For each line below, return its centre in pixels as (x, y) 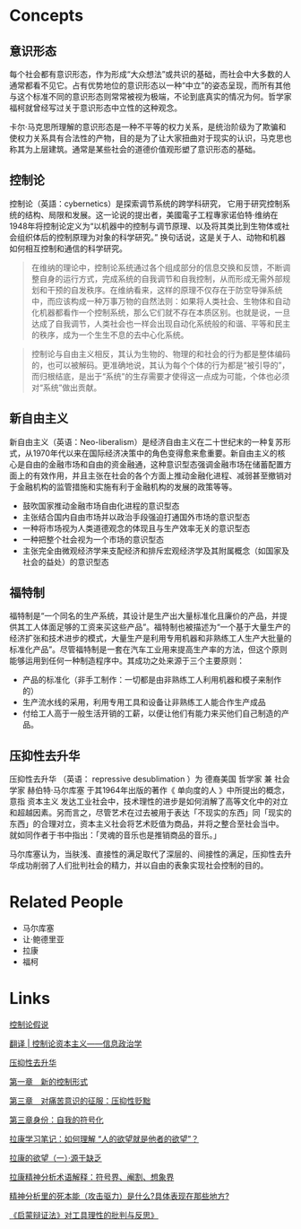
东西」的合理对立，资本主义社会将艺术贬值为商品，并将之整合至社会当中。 (146, 824)
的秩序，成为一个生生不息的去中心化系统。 (110, 335)
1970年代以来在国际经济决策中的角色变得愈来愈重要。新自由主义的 (155, 453)
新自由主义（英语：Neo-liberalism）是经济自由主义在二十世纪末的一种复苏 (146, 441)
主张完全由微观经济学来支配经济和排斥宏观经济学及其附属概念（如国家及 (155, 550)
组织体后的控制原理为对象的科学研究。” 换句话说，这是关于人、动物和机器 (151, 237)
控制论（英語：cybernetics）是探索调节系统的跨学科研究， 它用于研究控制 (146, 204)
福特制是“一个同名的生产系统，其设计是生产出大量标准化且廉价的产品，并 (145, 616)
